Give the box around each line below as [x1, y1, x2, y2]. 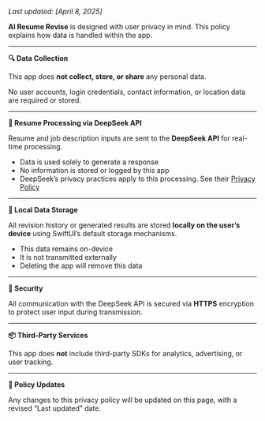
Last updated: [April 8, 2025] [8, 7, 103, 16]
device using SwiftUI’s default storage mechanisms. [8, 229, 177, 238]
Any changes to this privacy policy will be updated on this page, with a [8, 395, 237, 404]
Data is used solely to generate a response [19, 157, 159, 167]
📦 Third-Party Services [8, 331, 88, 340]
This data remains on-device [19, 244, 114, 254]
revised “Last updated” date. [8, 404, 101, 413]
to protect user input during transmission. [8, 307, 144, 317]
